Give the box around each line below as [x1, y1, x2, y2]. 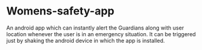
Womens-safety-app [6, 4, 114, 18]
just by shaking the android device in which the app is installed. [6, 37, 165, 44]
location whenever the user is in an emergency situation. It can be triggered [6, 30, 196, 37]
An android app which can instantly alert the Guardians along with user [6, 24, 184, 31]
